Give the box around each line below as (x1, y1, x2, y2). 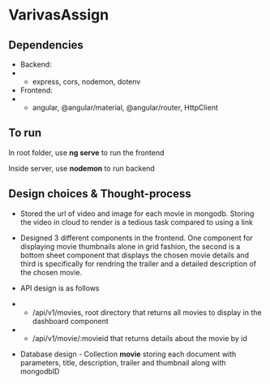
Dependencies (8, 38, 84, 52)
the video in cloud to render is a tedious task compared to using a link (19, 217, 254, 227)
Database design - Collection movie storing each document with (19, 349, 237, 359)
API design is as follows (19, 283, 100, 293)
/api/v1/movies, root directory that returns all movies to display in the (32, 307, 262, 317)
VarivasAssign (8, 6, 109, 24)
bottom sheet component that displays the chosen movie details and (19, 250, 250, 260)
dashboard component (32, 316, 109, 326)
